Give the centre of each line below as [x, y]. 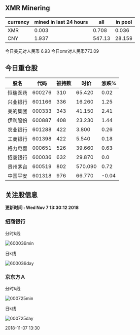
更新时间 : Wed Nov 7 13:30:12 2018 [42, 208]
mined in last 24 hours [61, 22]
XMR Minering [28, 8]
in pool [124, 22]
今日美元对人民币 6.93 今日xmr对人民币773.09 [52, 51]
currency [18, 22]
